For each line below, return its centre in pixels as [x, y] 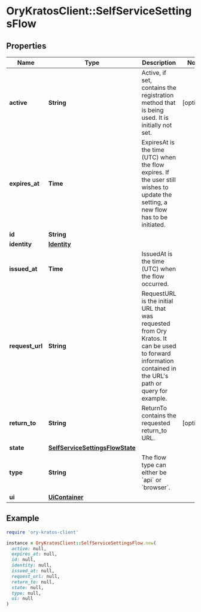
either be [154, 472]
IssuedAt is [157, 254]
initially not [157, 125]
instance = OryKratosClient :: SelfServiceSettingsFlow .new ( [81, 543]
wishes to [155, 187]
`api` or [151, 480]
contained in [159, 368]
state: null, [28, 587]
